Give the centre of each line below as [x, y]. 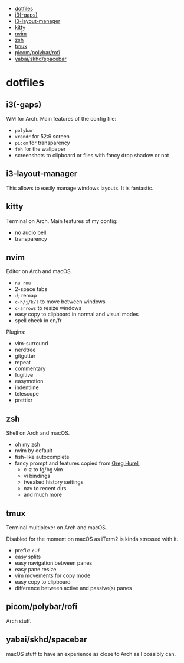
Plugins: [16, 332]
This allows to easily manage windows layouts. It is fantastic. [80, 188]
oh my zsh [27, 444]
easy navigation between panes [53, 563]
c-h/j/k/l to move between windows [60, 302]
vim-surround [31, 344]
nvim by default [34, 451]
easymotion [29, 381]
